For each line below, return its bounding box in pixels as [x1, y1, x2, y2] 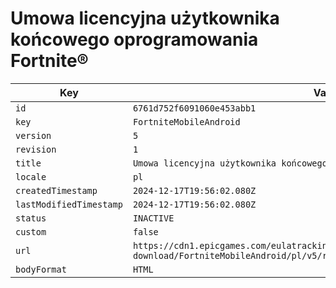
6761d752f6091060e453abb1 [132, 102, 257, 114]
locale [15, 171, 47, 182]
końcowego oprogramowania [10, 28, 259, 51]
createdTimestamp [15, 185, 98, 196]
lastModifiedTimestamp [15, 198, 123, 210]
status [15, 212, 47, 224]
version [15, 130, 52, 141]
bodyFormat [15, 263, 67, 275]
